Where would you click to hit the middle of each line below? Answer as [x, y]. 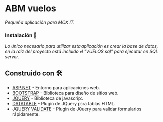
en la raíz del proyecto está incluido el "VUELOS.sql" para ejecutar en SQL [81, 52]
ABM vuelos [31, 9]
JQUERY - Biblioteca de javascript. [48, 98]
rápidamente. [26, 114]
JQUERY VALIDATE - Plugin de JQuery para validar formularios [77, 109]
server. [12, 57]
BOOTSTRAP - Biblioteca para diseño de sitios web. [65, 93]
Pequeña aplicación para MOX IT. [40, 22]
